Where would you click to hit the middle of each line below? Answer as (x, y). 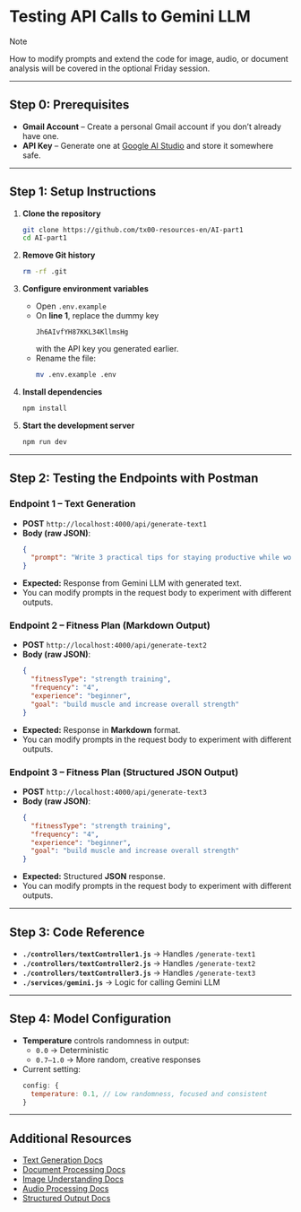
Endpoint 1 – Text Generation (73, 504)
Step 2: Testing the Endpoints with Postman (134, 479)
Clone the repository (61, 214)
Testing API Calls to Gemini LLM (130, 17)
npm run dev (44, 441)
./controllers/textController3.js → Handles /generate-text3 (139, 973)
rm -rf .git (44, 272)
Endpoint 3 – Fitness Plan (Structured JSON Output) (124, 772)
